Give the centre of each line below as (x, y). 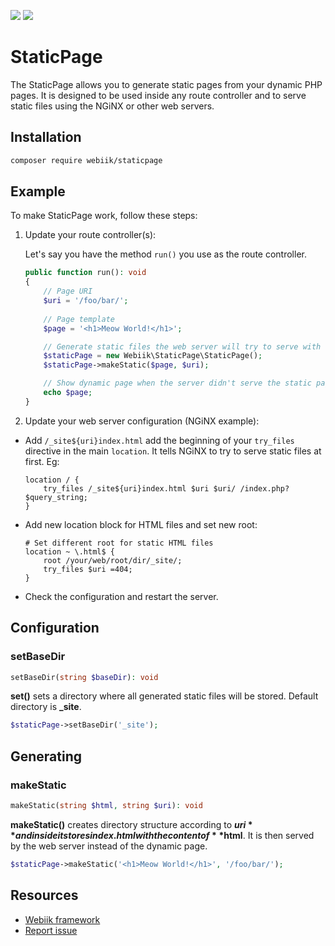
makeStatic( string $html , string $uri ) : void (106, 805)
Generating (46, 756)
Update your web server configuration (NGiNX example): (142, 421)
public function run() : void (85, 273)
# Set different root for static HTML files (119, 543)
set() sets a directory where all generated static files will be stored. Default (164, 696)
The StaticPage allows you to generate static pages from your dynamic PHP (166, 84)
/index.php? (264, 488)
